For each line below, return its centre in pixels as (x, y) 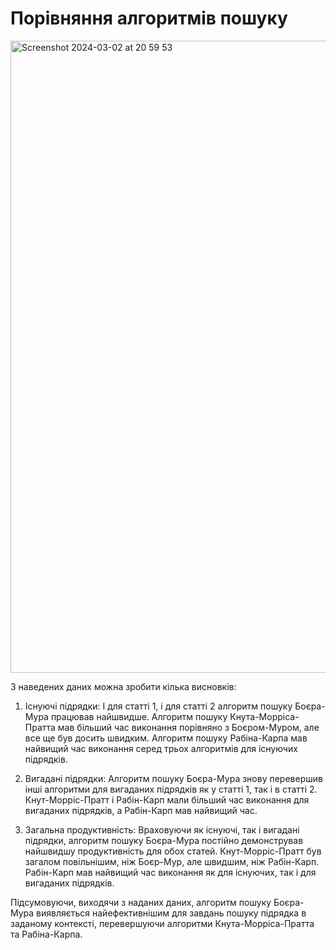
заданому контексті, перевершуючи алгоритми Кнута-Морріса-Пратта (162, 923)
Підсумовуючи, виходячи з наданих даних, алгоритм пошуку (141, 902)
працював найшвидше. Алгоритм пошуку (139, 716)
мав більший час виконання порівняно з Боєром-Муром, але (188, 727)
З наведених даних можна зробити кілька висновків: (123, 686)
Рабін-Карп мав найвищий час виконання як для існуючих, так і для (170, 872)
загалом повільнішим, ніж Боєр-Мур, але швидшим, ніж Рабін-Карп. (172, 861)
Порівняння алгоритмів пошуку (149, 18)
